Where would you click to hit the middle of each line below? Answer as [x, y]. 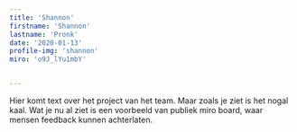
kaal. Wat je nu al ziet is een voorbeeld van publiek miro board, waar [136, 110]
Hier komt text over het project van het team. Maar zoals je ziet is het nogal [149, 101]
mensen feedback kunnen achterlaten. [81, 119]
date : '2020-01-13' [46, 43]
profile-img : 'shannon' [54, 51]
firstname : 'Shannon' [50, 26]
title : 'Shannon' [42, 18]
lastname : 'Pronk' [44, 34]
